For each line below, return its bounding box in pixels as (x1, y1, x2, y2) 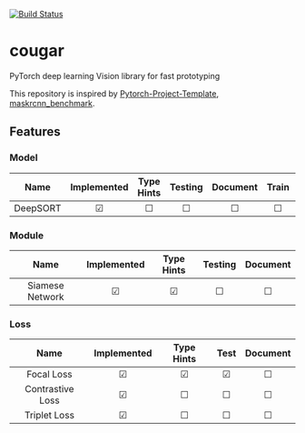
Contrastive (25, 383, 74, 396)
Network (26, 290, 65, 303)
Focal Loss (26, 368, 73, 381)
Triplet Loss (24, 409, 75, 422)
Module (9, 228, 44, 241)
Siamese (26, 278, 64, 291)
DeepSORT (14, 201, 62, 214)
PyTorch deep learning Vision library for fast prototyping (9, 70, 221, 81)
